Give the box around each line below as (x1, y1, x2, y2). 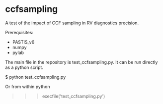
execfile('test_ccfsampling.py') (42, 93, 105, 99)
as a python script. (5, 64, 44, 70)
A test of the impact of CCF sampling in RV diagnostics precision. (5, 20, 139, 26)
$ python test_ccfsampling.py (5, 74, 66, 80)
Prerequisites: (5, 29, 34, 35)
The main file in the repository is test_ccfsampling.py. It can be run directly (5, 59, 158, 65)
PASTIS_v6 (12, 39, 35, 45)
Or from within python (5, 83, 50, 90)
